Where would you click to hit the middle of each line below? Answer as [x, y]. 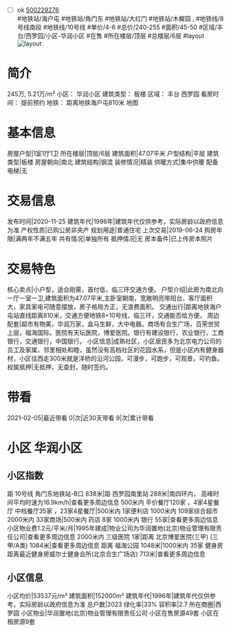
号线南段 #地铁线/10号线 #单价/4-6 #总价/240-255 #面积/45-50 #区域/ [117, 28]
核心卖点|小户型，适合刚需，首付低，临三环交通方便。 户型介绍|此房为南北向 [115, 289]
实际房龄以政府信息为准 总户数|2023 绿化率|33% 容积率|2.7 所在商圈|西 [120, 604]
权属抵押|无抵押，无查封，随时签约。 [59, 367]
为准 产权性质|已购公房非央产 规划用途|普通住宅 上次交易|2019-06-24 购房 [112, 230]
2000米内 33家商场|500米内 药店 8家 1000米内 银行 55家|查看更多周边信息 [113, 519]
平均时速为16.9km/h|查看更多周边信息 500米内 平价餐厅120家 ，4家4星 [113, 502]
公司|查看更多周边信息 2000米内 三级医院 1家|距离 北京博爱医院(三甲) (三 [115, 536]
